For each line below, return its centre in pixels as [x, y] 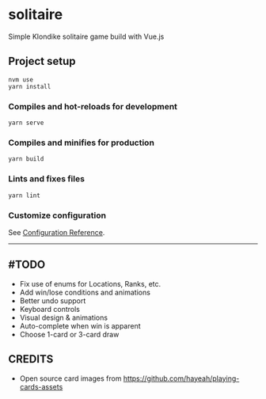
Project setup [42, 61]
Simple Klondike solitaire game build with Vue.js [86, 36]
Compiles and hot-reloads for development [93, 106]
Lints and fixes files [47, 179]
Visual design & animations [64, 317]
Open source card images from [70, 378]
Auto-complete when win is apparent [80, 325]
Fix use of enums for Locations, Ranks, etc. [90, 283]
